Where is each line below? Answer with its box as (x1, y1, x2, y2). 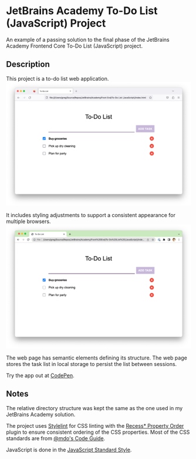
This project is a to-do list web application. (6, 75, 109, 82)
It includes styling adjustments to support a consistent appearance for (6, 211, 176, 218)
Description (6, 59, 50, 69)
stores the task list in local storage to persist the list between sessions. (6, 361, 177, 368)
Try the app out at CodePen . (6, 372, 75, 379)
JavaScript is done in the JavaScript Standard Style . (6, 446, 132, 453)
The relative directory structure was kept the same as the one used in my (6, 404, 183, 411)
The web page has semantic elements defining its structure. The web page (6, 354, 188, 361)
